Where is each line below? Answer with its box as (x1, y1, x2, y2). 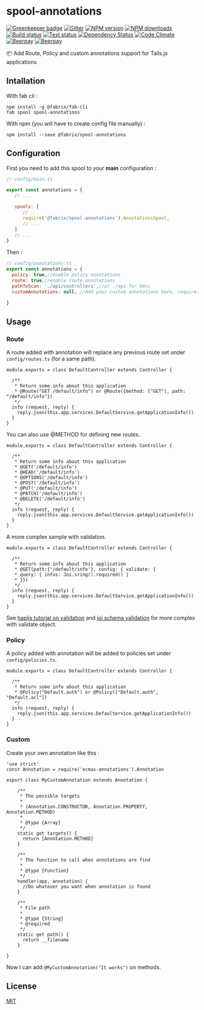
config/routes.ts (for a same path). (6, 355, 96, 363)
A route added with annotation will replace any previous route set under (6, 349, 186, 356)
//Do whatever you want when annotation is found (22, 883, 151, 889)
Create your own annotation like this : (6, 749, 100, 756)
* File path (19, 905, 50, 911)
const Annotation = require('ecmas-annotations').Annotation (6, 766, 165, 773)
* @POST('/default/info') (14, 480, 80, 486)
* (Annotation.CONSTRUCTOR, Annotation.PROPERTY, (19, 804, 148, 810)
